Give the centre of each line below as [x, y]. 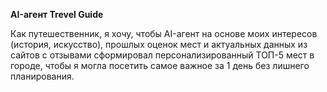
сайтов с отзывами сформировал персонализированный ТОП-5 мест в [162, 55]
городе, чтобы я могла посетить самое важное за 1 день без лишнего [160, 65]
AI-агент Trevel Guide [57, 14]
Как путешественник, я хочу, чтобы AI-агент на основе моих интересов [164, 33]
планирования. [42, 76]
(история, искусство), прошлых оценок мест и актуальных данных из [159, 44]
